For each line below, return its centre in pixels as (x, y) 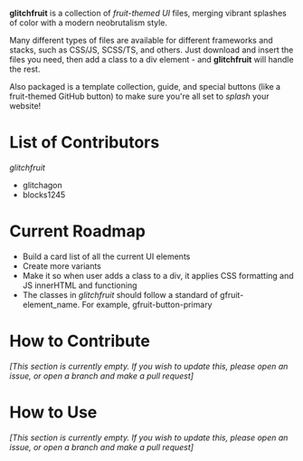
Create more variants (62, 265)
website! (25, 106)
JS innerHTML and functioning (80, 285)
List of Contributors (85, 143)
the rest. (25, 69)
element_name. (51, 304)
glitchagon (42, 185)
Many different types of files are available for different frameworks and (141, 40)
